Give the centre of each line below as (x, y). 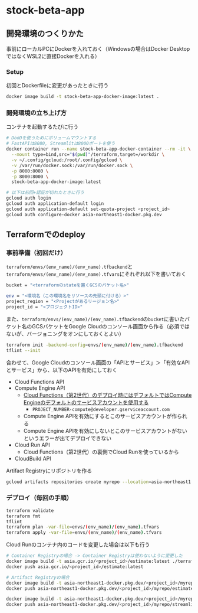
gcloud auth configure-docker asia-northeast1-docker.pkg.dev (84, 214)
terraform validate (30, 511)
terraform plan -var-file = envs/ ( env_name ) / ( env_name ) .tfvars (83, 527)
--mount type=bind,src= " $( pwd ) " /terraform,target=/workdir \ (88, 155)
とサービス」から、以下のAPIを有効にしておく (62, 370)
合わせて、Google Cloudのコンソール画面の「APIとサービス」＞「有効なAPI (98, 362)
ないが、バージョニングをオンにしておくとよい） (65, 334)
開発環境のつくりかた (45, 33)
